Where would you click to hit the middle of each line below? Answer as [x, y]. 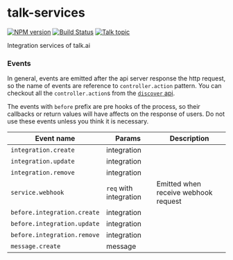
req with [120, 189]
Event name [55, 139]
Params [128, 139]
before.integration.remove [55, 235]
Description [189, 139]
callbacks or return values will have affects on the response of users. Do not [116, 114]
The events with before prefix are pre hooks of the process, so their [104, 107]
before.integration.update [55, 224]
